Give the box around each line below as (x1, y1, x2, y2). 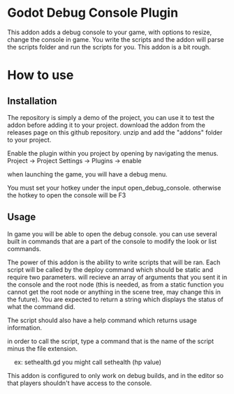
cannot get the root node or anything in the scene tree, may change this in (7, 287, 221, 296)
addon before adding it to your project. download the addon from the (7, 121, 206, 129)
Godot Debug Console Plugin (7, 5, 179, 21)
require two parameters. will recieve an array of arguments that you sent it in (7, 273, 228, 281)
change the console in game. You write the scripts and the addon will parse (7, 35, 224, 43)
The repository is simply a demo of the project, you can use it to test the (7, 113, 215, 121)
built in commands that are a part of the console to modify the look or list (7, 237, 217, 245)
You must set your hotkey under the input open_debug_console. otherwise (7, 183, 221, 192)
